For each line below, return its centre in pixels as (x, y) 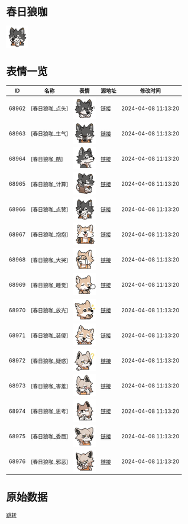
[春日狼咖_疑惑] (49, 361)
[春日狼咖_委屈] (49, 436)
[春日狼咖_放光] (49, 310)
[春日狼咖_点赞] (49, 209)
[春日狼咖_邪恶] (49, 461)
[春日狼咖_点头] (49, 109)
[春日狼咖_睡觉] (49, 285)
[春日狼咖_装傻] (49, 335)
